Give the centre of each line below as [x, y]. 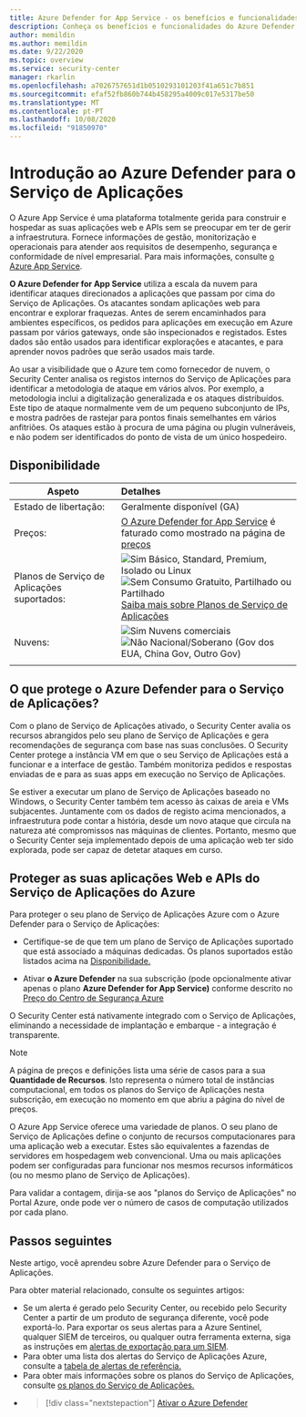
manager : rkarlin [42, 77]
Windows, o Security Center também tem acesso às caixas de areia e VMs [149, 801]
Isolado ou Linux [156, 570]
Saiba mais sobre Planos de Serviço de [205, 604]
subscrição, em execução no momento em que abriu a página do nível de [147, 1100]
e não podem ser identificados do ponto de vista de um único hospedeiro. [148, 436]
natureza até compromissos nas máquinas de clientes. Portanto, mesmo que [153, 830]
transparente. [35, 1035]
